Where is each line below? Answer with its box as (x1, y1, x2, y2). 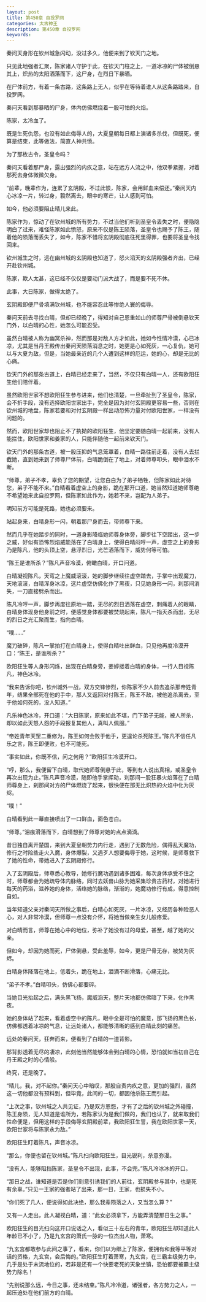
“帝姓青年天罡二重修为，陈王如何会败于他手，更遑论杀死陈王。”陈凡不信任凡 (6, 732, 197, 740)
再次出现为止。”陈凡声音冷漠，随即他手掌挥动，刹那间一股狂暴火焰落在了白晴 (6, 774, 200, 781)
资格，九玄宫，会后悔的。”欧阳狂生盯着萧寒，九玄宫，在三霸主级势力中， (17, 1253, 200, 1260)
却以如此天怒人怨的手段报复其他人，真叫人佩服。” (6, 719, 130, 727)
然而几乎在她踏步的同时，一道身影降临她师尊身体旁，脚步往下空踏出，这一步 (6, 531, 200, 538)
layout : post (6, 9, 40, 15)
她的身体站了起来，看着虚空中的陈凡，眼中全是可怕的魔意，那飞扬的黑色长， (6, 1014, 200, 1022)
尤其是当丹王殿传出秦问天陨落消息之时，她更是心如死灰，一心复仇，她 (17, 342, 194, 350)
